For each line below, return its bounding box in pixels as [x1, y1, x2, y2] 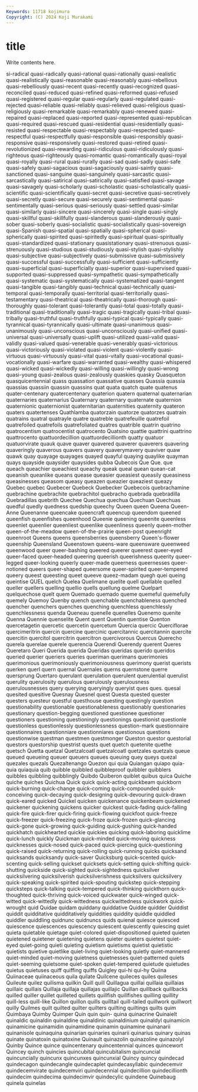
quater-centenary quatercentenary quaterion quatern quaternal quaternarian [6, 390, 192, 397]
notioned [6, 566, 28, 573]
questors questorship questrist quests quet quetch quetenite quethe [6, 741, 172, 748]
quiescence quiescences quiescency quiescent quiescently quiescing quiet [6, 923, 190, 930]
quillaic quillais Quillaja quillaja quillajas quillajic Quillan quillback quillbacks [6, 986, 188, 993]
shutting [6, 867, 27, 874]
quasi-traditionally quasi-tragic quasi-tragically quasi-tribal [31, 309, 175, 316]
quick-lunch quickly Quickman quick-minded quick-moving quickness [6, 835, 176, 842]
